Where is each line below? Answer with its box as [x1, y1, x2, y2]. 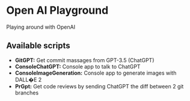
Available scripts [6, 41, 70, 51]
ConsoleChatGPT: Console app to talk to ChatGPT [14, 63, 141, 70]
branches [14, 89, 39, 96]
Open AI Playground [6, 4, 109, 17]
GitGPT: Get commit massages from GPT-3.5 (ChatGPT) [14, 56, 155, 63]
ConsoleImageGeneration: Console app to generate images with [14, 69, 177, 76]
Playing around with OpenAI [6, 23, 76, 30]
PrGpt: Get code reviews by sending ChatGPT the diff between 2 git [14, 82, 184, 90]
